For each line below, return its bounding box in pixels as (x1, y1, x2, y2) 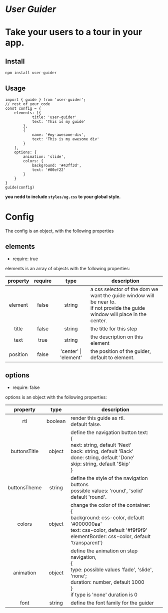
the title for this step (90, 325, 137, 332)
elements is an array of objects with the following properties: (5, 265, 130, 271)
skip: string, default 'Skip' (70, 460, 130, 467)
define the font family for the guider (70, 599, 154, 606)
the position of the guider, (90, 347, 151, 354)
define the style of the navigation (70, 475, 148, 482)
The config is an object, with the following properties (5, 228, 114, 234)
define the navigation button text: (70, 429, 148, 436)
